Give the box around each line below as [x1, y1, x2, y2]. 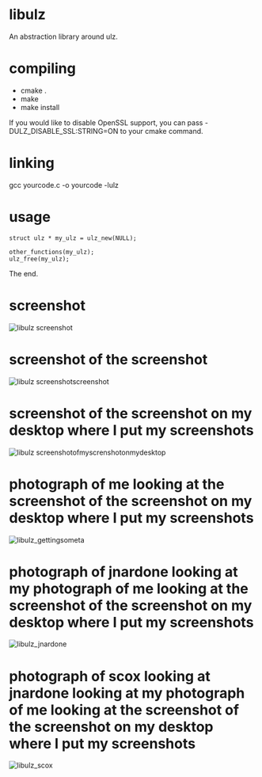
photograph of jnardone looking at [9, 562, 238, 581]
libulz [9, 6, 46, 24]
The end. [9, 269, 39, 278]
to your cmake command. [120, 126, 204, 135]
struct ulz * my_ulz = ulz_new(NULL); [9, 234, 137, 242]
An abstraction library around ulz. [9, 32, 118, 41]
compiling [9, 59, 76, 78]
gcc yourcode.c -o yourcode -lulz [9, 180, 120, 189]
